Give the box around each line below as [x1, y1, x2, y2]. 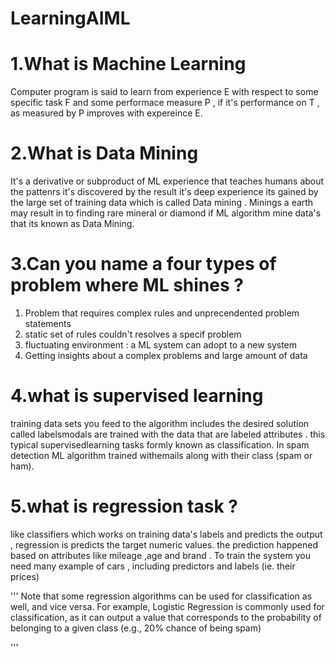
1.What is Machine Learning [10, 53, 247, 76]
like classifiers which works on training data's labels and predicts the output [10, 528, 323, 540]
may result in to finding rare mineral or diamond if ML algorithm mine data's [10, 207, 322, 219]
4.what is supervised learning [10, 385, 264, 407]
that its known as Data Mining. [10, 218, 135, 230]
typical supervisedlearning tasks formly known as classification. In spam [10, 438, 310, 451]
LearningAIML [10, 7, 131, 30]
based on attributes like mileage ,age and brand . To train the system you [10, 549, 311, 561]
